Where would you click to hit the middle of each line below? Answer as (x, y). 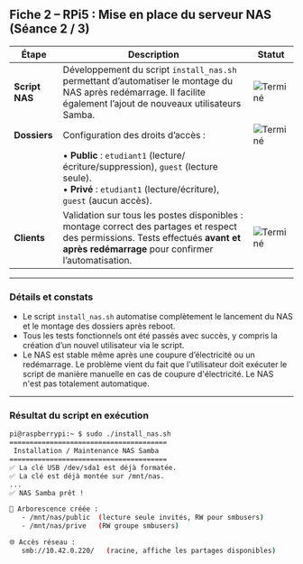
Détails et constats (51, 297)
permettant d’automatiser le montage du (148, 80)
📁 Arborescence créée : (54, 509)
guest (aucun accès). (107, 200)
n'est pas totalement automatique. (86, 384)
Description (153, 54)
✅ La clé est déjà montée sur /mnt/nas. (87, 476)
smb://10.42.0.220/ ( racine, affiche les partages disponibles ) (149, 550)
